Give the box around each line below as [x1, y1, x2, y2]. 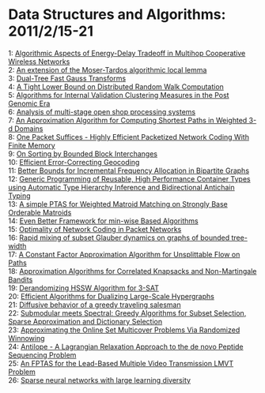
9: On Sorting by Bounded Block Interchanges [8, 148, 158, 159]
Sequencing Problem [8, 350, 77, 360]
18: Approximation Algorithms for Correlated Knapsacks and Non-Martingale [8, 266, 257, 275]
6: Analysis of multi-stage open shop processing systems [8, 107, 196, 116]
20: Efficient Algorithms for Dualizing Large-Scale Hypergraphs [8, 291, 215, 301]
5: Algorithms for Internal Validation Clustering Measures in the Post [8, 90, 229, 99]
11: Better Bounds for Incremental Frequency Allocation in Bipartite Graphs [8, 166, 250, 175]
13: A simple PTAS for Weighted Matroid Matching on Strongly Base [8, 199, 228, 208]
